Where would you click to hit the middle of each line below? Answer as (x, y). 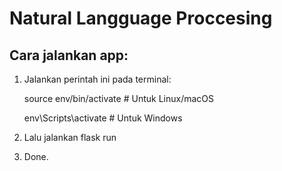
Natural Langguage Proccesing (141, 18)
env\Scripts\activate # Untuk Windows (103, 118)
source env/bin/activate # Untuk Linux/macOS (118, 98)
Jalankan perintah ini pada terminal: (97, 79)
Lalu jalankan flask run (70, 137)
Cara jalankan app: (69, 55)
